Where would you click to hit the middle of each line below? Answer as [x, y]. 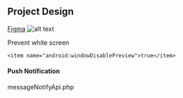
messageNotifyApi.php [41, 87]
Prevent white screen [38, 43]
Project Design [41, 12]
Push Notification [34, 71]
